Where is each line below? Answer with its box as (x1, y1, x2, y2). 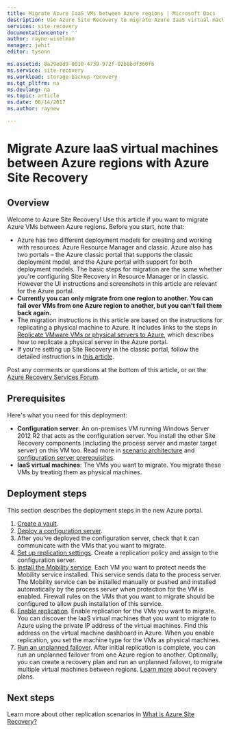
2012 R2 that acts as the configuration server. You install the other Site (16, 431, 216, 439)
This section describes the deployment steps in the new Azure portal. (7, 506, 203, 514)
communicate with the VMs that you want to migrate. (16, 541, 166, 549)
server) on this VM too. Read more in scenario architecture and (16, 446, 195, 454)
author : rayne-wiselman (7, 36, 75, 42)
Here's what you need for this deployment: (7, 411, 128, 419)
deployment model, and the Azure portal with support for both (16, 258, 193, 266)
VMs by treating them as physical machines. (16, 467, 142, 476)
